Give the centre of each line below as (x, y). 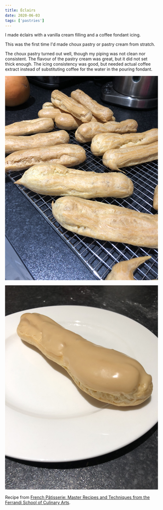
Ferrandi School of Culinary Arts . (38, 503)
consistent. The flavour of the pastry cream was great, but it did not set (76, 59)
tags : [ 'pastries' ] (25, 20)
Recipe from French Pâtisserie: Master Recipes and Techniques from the (78, 497)
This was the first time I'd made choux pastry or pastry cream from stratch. (80, 44)
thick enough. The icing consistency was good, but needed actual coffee (78, 64)
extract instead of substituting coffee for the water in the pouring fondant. (79, 69)
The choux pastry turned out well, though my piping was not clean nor (75, 54)
